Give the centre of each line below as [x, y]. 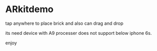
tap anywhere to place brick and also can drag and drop [64, 23]
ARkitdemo [29, 9]
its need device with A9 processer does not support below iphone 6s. [78, 33]
